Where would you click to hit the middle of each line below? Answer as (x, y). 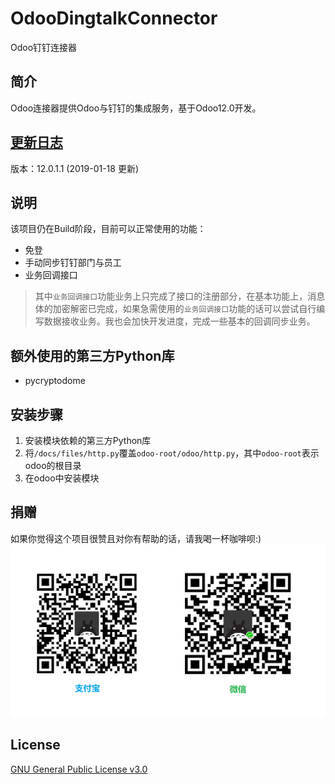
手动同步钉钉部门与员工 (73, 263)
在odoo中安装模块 (62, 478)
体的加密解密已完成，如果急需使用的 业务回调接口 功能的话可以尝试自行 (175, 309)
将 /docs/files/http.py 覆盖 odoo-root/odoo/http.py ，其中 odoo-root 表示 (172, 453)
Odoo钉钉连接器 (44, 47)
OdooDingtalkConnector (114, 18)
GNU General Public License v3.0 (79, 769)
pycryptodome (55, 381)
